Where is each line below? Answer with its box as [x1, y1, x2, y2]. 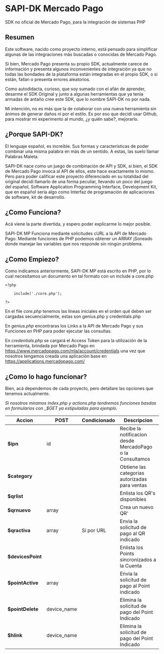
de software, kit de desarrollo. [5, 194, 65, 200]
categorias [120, 470, 144, 476]
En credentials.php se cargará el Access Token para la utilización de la [5, 338, 147, 344]
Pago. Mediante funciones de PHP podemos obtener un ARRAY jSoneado [5, 236, 153, 242]
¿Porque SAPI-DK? [5, 130, 63, 139]
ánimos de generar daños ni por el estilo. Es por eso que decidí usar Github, [5, 111, 158, 117]
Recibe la [120, 425, 142, 432]
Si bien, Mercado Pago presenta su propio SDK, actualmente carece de [5, 61, 148, 66]
